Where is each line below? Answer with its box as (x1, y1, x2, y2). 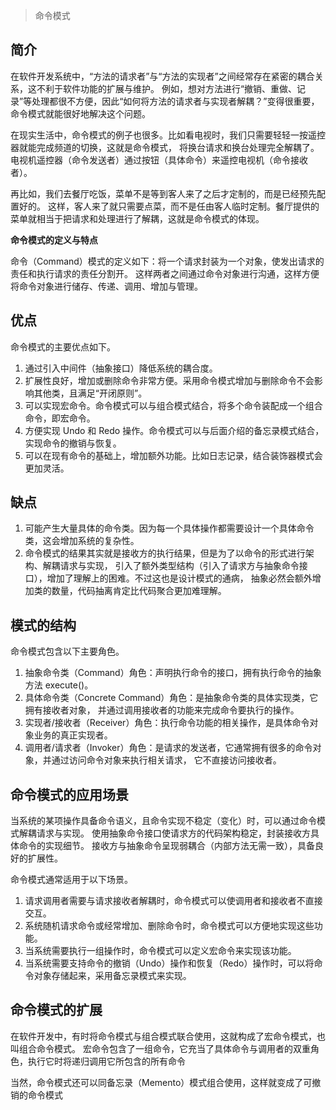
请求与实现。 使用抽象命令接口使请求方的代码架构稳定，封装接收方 (36, 827, 311, 839)
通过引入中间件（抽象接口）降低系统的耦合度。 (24, 362, 218, 374)
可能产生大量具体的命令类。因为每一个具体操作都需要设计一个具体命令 (24, 522, 315, 534)
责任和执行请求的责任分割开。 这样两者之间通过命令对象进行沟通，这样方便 (10, 267, 320, 279)
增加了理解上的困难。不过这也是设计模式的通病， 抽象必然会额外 (46, 572, 313, 584)
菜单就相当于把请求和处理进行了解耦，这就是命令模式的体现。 (10, 212, 265, 224)
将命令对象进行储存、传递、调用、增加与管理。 (10, 280, 203, 292)
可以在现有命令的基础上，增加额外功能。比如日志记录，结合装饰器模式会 (24, 449, 323, 461)
